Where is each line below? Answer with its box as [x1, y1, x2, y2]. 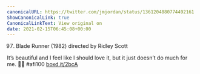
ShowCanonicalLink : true [7, 15, 70, 21]
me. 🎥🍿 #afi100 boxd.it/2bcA [7, 61, 78, 68]
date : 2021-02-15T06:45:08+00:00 [7, 25, 92, 32]
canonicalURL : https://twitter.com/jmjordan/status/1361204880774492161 [7, 8, 195, 15]
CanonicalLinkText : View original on [7, 20, 102, 26]
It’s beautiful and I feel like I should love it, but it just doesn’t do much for [7, 54, 188, 61]
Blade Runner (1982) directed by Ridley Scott [15, 42, 128, 50]
